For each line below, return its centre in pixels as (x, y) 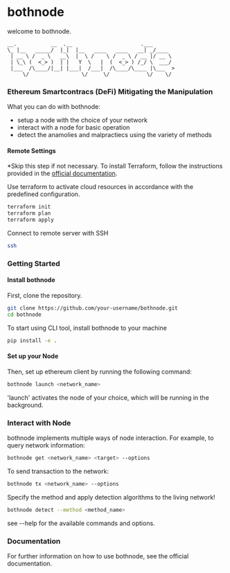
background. (25, 405)
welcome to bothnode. (39, 31)
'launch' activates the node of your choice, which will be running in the (108, 397)
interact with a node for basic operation (73, 127)
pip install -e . (32, 340)
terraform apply (30, 220)
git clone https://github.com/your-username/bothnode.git (92, 308)
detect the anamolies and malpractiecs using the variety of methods (115, 135)
